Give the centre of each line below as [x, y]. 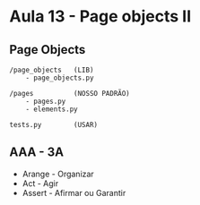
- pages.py [46, 101]
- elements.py [52, 109]
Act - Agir [40, 183]
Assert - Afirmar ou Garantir [74, 192]
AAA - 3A [37, 153]
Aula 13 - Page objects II [100, 17]
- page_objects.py [60, 78]
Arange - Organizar [58, 174]
